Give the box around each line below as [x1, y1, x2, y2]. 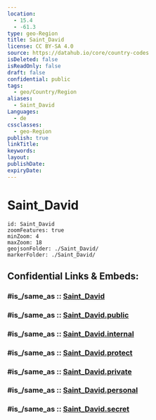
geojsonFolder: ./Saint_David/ [7, 245, 99, 252]
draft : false [7, 69, 46, 76]
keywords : [7, 147, 37, 155]
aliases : [7, 96, 33, 103]
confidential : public [7, 75, 71, 83]
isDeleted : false [7, 56, 58, 63]
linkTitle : [7, 141, 39, 148]
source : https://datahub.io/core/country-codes [7, 50, 150, 57]
